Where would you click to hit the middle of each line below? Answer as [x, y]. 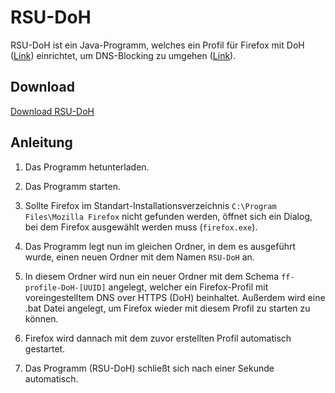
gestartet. [45, 348]
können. [41, 318]
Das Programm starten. [72, 186]
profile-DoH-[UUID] [65, 287]
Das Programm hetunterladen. [87, 167]
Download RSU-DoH [52, 111]
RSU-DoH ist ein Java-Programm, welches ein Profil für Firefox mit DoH [157, 45]
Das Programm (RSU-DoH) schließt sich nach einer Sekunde [149, 368]
